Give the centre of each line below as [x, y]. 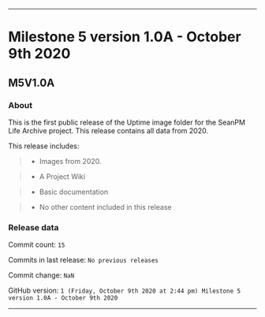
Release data [34, 227]
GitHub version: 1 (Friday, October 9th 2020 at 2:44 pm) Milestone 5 [125, 291]
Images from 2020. [70, 161]
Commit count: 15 [37, 244]
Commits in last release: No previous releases [84, 260]
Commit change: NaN [41, 275]
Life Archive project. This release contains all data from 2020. [108, 130]
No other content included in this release [105, 207]
